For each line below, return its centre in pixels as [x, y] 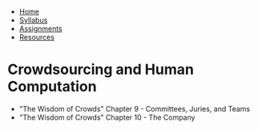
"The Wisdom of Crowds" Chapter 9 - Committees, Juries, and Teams [135, 108]
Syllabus [33, 20]
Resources [37, 37]
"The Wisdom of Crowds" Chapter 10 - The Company [107, 117]
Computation [52, 87]
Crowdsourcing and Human [101, 69]
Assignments [41, 28]
